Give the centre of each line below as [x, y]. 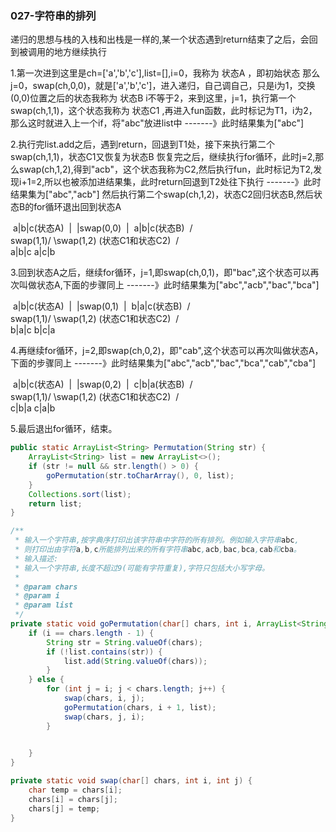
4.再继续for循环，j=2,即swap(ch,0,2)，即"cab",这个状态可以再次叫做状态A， [167, 351]
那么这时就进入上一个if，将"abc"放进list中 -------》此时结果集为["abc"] [157, 123]
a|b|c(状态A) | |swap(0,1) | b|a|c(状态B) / [101, 306]
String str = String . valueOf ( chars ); [124, 642]
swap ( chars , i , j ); [104, 698]
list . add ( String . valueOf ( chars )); [135, 661]
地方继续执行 [80, 52]
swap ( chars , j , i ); [104, 717]
